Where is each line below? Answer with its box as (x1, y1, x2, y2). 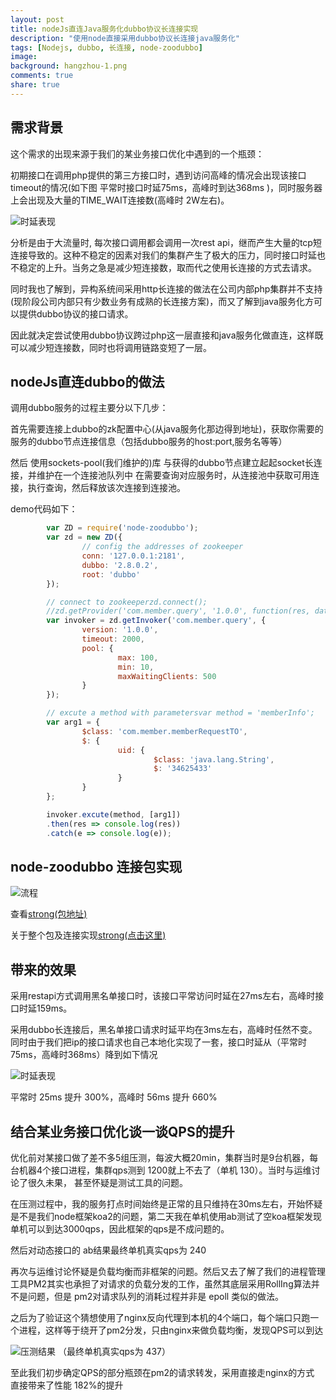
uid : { (117, 745, 145, 755)
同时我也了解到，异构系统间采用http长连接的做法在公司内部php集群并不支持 (10, 282, 323, 295)
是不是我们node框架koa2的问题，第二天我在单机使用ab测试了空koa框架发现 (10, 1210, 322, 1222)
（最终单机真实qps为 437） (57, 1345, 172, 1357)
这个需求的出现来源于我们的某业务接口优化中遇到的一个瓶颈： (10, 147, 265, 160)
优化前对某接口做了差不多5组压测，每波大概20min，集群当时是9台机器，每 (10, 1151, 319, 1163)
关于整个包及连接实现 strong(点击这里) (10, 929, 167, 941)
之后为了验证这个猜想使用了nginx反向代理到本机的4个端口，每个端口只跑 (10, 1311, 311, 1323)
